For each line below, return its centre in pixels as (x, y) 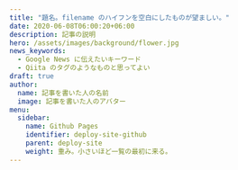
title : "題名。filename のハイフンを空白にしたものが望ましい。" (119, 18)
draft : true (32, 76)
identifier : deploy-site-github (86, 135)
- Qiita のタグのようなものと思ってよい (84, 68)
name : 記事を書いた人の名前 (64, 93)
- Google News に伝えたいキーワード (79, 59)
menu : (19, 110)
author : (24, 85)
